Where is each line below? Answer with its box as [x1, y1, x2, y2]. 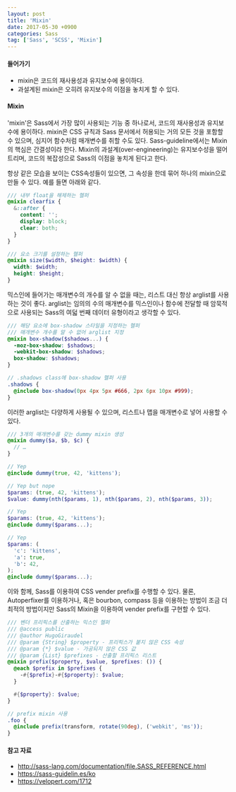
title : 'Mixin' [7, 17, 52, 24]
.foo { [7, 716, 27, 724]
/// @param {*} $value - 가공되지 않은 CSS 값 [7, 645, 136, 652]
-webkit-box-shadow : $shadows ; [13, 348, 106, 355]
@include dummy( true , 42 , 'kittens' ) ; [7, 469, 121, 477]
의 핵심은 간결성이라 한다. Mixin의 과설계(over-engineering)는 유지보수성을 [7, 145, 215, 153]
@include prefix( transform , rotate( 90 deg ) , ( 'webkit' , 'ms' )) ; [13, 723, 204, 731]
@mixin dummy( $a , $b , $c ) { [7, 437, 90, 444]
